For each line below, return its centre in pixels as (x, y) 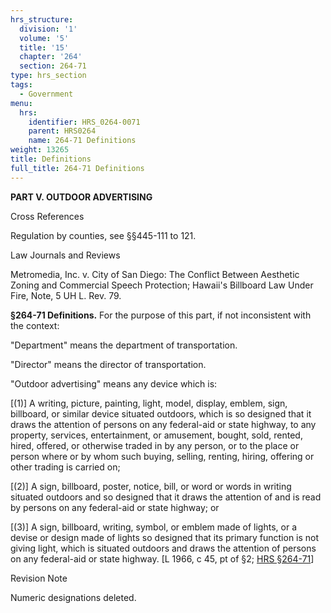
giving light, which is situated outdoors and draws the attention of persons (163, 548)
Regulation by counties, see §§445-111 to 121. (103, 235)
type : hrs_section (48, 76)
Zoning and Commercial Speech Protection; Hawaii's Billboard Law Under (162, 285)
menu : (21, 103)
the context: (35, 325)
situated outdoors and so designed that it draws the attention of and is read (166, 497)
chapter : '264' (51, 57)
